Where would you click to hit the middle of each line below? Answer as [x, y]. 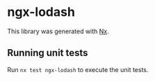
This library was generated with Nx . [58, 31]
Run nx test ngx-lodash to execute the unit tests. [78, 69]
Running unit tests [48, 53]
